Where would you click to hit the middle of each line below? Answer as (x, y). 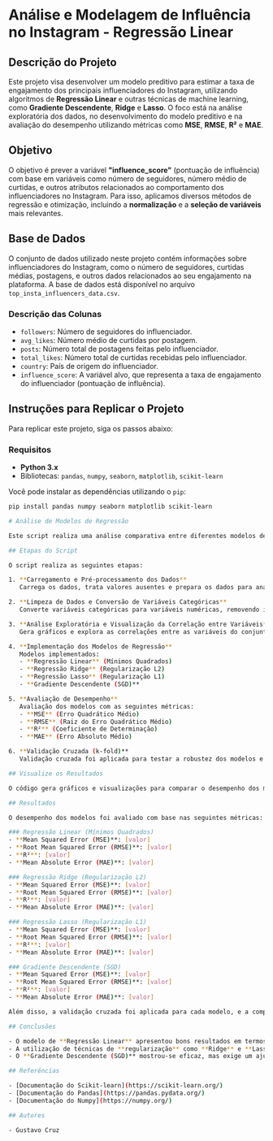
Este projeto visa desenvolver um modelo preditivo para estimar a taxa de (132, 82)
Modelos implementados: (59, 654)
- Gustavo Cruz (34, 1130)
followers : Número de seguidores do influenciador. (106, 332)
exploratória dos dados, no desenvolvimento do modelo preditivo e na (126, 116)
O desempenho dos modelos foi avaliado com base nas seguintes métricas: (136, 818)
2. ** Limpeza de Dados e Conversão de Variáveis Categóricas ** (118, 602)
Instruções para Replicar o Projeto (96, 409)
